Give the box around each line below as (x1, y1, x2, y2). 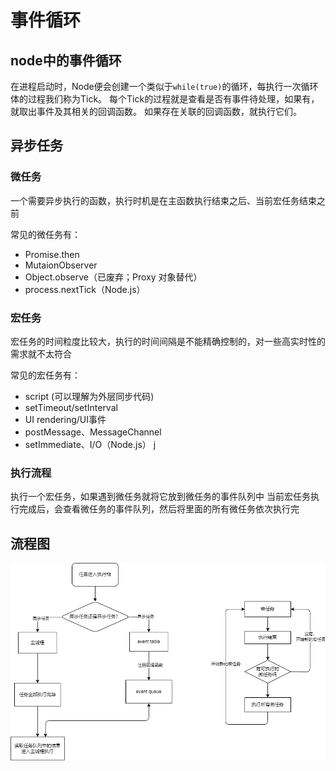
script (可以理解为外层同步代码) (24, 390, 155, 402)
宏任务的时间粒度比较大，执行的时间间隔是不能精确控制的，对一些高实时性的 (10, 335, 326, 347)
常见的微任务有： (10, 228, 81, 240)
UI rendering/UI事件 (24, 413, 107, 425)
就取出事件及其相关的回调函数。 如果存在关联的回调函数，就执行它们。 (10, 106, 302, 117)
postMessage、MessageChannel (24, 426, 162, 438)
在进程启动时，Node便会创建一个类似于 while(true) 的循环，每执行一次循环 (10, 81, 319, 92)
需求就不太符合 (10, 347, 72, 360)
